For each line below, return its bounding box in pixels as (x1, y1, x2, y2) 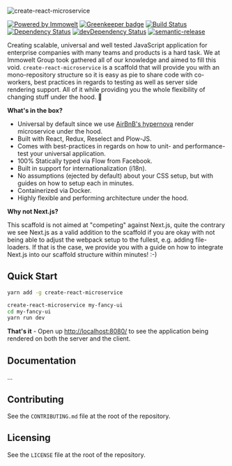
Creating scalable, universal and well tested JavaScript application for (7, 41, 208, 49)
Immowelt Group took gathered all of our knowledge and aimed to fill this (7, 56, 217, 64)
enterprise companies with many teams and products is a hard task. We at (7, 49, 221, 56)
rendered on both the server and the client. (7, 334, 131, 343)
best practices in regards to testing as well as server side (33, 78, 198, 86)
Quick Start (7, 270, 58, 282)
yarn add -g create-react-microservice (7, 289, 123, 296)
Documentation (7, 355, 77, 366)
